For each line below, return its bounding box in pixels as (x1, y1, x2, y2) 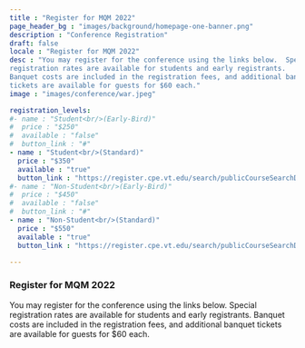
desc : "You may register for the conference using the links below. (9, 55, 279, 65)
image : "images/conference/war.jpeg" (9, 89, 156, 98)
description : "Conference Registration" (9, 30, 169, 39)
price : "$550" (17, 224, 75, 233)
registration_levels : (9, 105, 92, 114)
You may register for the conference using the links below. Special (9, 299, 257, 310)
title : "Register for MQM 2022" (9, 13, 136, 23)
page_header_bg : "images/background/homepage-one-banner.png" (9, 22, 254, 31)
